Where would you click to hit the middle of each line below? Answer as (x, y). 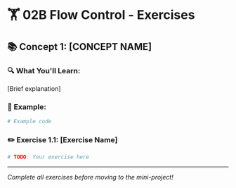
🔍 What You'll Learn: (44, 70)
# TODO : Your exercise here (48, 157)
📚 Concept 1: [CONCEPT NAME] (80, 47)
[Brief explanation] (34, 88)
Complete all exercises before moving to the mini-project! (90, 177)
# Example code (29, 122)
